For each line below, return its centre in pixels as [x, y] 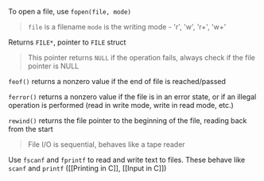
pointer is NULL [53, 66]
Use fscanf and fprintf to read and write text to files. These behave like [127, 160]
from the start [31, 129]
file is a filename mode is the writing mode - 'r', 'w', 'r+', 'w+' [127, 27]
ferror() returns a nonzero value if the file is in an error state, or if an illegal [132, 97]
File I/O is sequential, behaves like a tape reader [106, 144]
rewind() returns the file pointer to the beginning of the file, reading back [128, 121]
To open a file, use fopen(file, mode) [70, 12]
